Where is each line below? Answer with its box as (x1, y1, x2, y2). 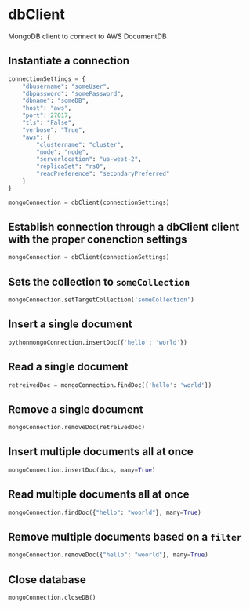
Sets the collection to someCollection (8, 275, 190, 288)
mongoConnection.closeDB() (8, 593, 96, 601)
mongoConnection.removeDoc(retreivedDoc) (8, 424, 146, 432)
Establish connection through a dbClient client (8, 221, 240, 234)
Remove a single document (8, 403, 143, 416)
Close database (8, 573, 86, 586)
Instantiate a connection (8, 54, 130, 67)
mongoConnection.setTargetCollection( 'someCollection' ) (8, 296, 194, 304)
